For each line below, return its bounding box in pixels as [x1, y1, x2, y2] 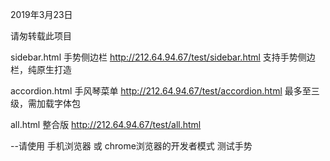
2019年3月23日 [10, 9, 73, 20]
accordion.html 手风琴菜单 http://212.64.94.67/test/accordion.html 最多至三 [10, 85, 320, 97]
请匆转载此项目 [10, 30, 72, 42]
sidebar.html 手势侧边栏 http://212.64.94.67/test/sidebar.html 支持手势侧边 [10, 51, 316, 63]
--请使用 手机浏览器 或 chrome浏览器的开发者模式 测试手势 [10, 140, 253, 152]
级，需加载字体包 [10, 98, 81, 109]
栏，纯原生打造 [10, 64, 72, 75]
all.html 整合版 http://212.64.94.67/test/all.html [10, 119, 202, 130]
